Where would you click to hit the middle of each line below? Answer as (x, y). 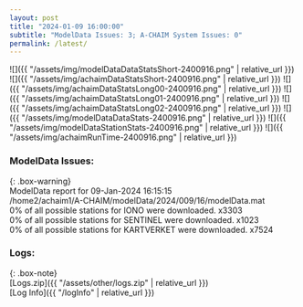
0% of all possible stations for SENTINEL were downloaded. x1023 (134, 219)
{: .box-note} (33, 273)
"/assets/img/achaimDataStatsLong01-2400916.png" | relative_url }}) (151, 99)
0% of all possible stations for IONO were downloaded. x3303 (126, 210)
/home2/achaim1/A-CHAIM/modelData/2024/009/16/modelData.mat (137, 200)
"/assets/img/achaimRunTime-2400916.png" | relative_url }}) (123, 137)
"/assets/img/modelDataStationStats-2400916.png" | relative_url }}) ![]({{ (146, 128)
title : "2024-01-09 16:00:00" (67, 26)
